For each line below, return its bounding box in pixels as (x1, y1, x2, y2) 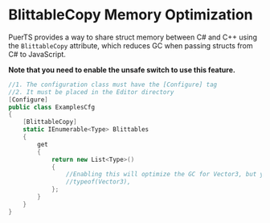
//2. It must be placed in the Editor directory (8, 88, 174, 96)
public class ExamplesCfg (8, 103, 95, 111)
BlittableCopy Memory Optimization (8, 6, 253, 24)
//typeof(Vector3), (65, 178, 131, 186)
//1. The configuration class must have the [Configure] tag (8, 81, 218, 89)
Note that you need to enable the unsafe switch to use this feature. (8, 64, 235, 74)
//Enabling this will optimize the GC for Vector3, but (65, 171, 257, 179)
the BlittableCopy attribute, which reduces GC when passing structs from (8, 40, 253, 50)
